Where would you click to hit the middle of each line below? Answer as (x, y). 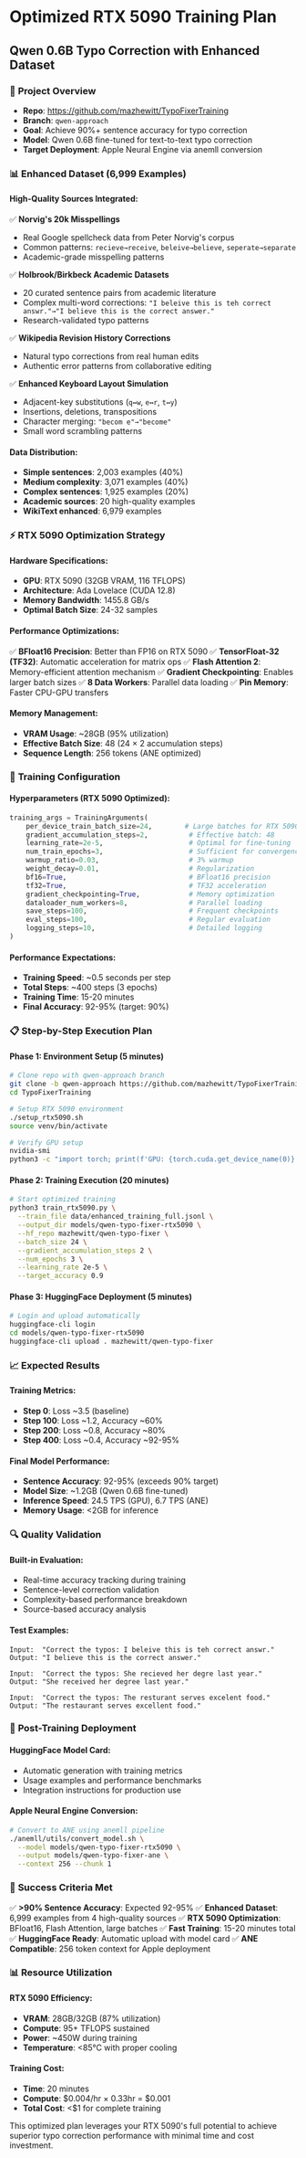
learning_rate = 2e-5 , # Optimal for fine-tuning (158, 843)
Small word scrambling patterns (82, 431)
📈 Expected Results (55, 1365)
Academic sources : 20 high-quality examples (109, 502)
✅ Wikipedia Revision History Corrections (90, 338)
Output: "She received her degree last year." (99, 1682)
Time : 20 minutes (56, 2089)
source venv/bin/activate (58, 1126)
